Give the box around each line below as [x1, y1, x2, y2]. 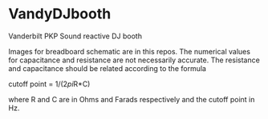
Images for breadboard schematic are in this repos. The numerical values [8, 46, 251, 56]
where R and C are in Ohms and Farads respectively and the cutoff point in [8, 94, 255, 104]
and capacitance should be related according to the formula [8, 63, 207, 73]
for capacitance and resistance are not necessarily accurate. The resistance [8, 55, 261, 65]
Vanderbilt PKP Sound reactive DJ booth [8, 31, 143, 41]
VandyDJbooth [8, 5, 112, 23]
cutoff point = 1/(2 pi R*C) [8, 79, 91, 89]
